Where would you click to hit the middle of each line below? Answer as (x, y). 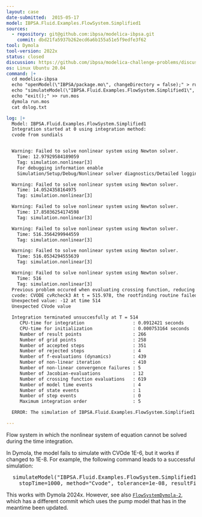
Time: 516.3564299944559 (48, 234)
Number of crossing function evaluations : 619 (83, 379)
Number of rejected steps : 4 (80, 351)
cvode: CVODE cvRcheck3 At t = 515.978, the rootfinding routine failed (105, 295)
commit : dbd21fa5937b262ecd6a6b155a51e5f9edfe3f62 (82, 40)
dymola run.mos (31, 101)
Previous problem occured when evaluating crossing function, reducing (103, 290)
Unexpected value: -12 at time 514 (56, 301)
